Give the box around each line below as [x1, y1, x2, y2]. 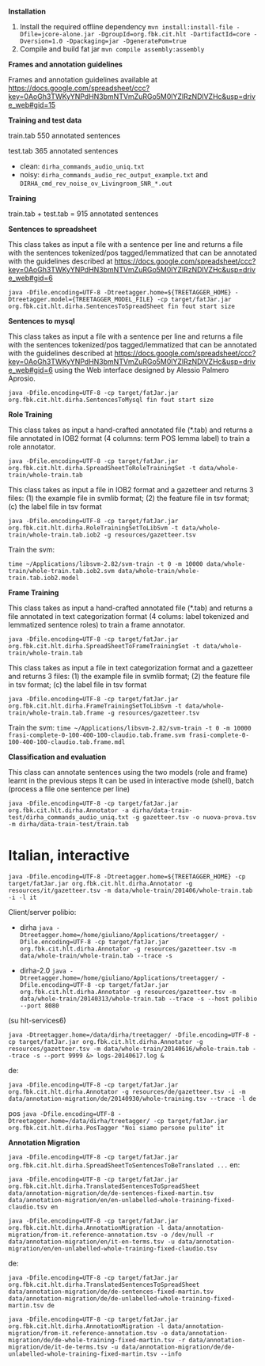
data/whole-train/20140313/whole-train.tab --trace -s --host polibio [19, 995, 258, 1003]
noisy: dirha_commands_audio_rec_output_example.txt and [19, 170, 208, 179]
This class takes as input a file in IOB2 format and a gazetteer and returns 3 [8, 485, 255, 494]
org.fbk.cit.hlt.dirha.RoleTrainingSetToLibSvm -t [8, 524, 179, 532]
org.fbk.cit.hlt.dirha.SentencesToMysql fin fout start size [8, 396, 214, 404]
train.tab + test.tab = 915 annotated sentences [8, 209, 159, 218]
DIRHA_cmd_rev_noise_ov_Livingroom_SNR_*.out [19, 180, 172, 188]
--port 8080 [19, 1001, 59, 1010]
